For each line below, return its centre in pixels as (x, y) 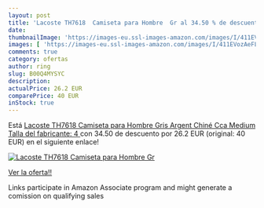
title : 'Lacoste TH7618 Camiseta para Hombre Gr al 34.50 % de (117, 23)
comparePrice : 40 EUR (44, 96)
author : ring (29, 67)
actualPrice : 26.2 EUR (45, 88)
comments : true (33, 52)
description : (29, 81)
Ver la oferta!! (30, 173)
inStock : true (31, 103)
